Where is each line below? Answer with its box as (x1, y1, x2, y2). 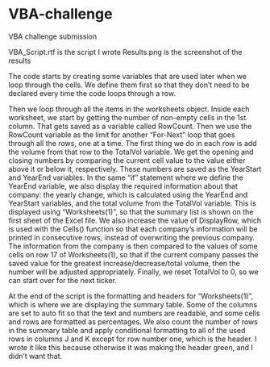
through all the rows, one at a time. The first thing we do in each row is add (8, 138, 257, 148)
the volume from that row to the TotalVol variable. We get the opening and (8, 147, 254, 156)
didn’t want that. (8, 351, 63, 361)
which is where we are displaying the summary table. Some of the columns (8, 299, 258, 309)
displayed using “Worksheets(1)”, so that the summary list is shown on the (8, 206, 254, 216)
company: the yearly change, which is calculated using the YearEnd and (8, 190, 248, 199)
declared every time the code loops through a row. (8, 88, 176, 98)
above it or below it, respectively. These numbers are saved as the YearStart (8, 164, 262, 173)
